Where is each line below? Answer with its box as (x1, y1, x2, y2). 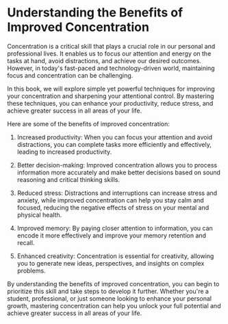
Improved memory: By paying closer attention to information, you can (16, 224, 214, 232)
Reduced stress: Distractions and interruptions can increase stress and (16, 189, 218, 197)
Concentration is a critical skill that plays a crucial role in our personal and (7, 42, 216, 50)
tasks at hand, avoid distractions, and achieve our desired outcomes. (7, 56, 202, 65)
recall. (16, 238, 35, 246)
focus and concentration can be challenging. (7, 71, 134, 80)
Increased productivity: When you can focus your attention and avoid (16, 132, 213, 141)
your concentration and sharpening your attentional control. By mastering (7, 91, 214, 100)
